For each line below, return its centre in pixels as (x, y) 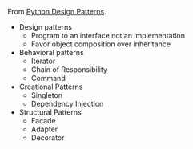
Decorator (48, 138)
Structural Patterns (50, 112)
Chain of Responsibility (69, 70)
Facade (44, 121)
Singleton (47, 95)
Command (48, 78)
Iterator (43, 61)
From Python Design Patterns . (57, 12)
